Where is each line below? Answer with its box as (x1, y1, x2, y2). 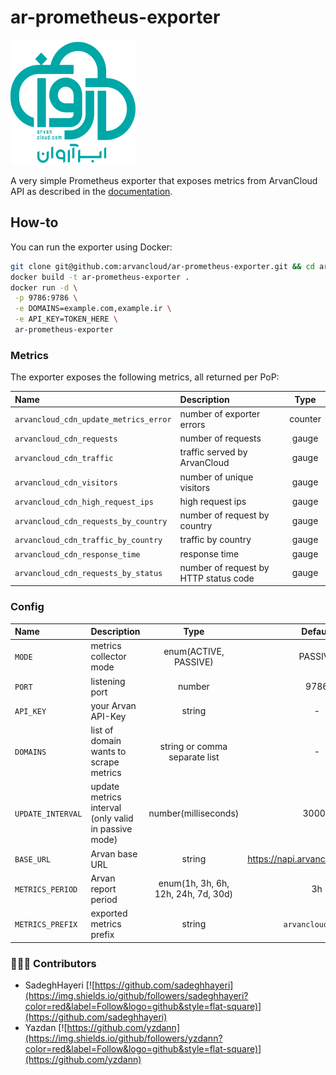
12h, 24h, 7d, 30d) (154, 888, 234, 900)
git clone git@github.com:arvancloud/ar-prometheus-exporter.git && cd (10, 261, 315, 271)
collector (90, 651, 127, 663)
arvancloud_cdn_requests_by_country (14, 516, 168, 526)
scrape (90, 756, 120, 768)
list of (90, 724, 114, 736)
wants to (90, 746, 127, 758)
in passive (90, 823, 133, 835)
